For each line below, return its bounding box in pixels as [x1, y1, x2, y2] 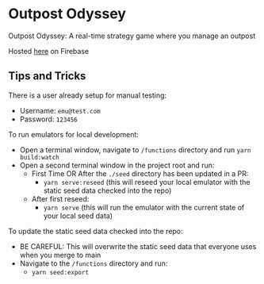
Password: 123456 [19, 114, 78, 124]
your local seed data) [43, 211, 113, 221]
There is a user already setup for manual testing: [8, 90, 167, 100]
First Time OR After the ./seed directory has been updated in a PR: [31, 168, 249, 178]
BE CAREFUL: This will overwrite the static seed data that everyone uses [19, 241, 257, 251]
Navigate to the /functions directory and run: [19, 259, 168, 268]
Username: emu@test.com [19, 106, 101, 115]
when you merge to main [19, 250, 101, 259]
